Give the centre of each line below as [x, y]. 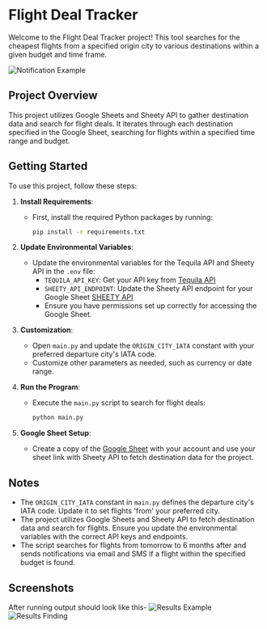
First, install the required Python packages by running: [122, 217]
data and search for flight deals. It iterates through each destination [121, 124]
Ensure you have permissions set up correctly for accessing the [150, 306]
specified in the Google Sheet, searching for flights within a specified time [132, 132]
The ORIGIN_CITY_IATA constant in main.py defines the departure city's [137, 502]
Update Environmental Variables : [76, 247]
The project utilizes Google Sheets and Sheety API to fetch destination [137, 520]
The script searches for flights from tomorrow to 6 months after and [133, 545]
